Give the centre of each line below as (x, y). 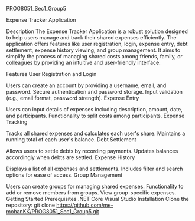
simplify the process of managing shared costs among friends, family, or (95, 56)
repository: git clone (30, 205)
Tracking (17, 122)
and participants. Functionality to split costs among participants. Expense (95, 116)
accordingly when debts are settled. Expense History (71, 157)
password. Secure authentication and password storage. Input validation (95, 92)
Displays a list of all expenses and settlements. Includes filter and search (95, 169)
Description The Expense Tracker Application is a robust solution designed (97, 31)
